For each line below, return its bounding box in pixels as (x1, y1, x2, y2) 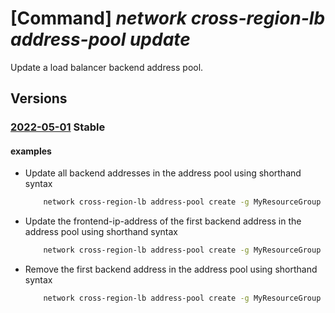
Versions (10, 90, 68, 107)
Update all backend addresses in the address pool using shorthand (24, 167, 302, 179)
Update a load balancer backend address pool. (10, 61, 204, 73)
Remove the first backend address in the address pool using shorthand (24, 263, 318, 276)
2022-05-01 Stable (10, 120, 106, 134)
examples (10, 145, 52, 157)
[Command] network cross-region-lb (10, 7, 326, 30)
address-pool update (10, 28, 191, 51)
